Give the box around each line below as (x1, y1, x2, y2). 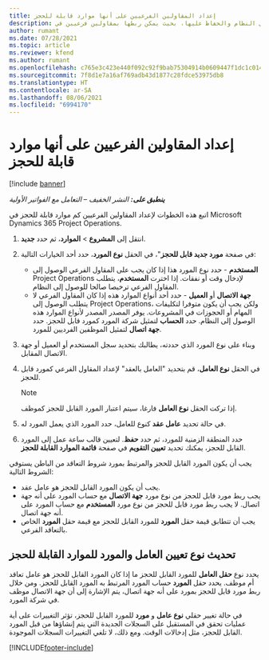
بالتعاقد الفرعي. (20, 525, 68, 534)
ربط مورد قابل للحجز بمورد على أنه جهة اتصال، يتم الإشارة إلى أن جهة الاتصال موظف (9, 586, 261, 596)
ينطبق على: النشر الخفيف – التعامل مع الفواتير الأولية (9, 194, 165, 204)
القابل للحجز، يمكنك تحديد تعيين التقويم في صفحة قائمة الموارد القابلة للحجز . (20, 443, 246, 453)
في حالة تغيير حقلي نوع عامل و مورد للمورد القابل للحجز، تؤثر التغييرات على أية (9, 610, 243, 620)
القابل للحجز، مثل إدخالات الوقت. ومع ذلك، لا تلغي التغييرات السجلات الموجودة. (9, 627, 243, 637)
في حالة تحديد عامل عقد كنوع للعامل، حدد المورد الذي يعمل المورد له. (20, 419, 227, 429)
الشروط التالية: (9, 467, 54, 477)
